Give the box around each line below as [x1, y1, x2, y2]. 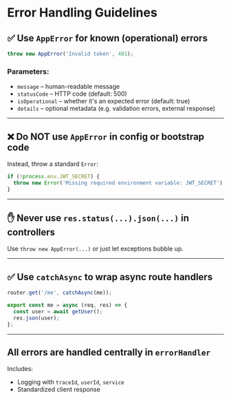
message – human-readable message [16, 83, 120, 91]
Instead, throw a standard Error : [7, 160, 98, 168]
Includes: [7, 365, 33, 373]
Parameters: [7, 67, 49, 76]
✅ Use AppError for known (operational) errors [7, 32, 208, 44]
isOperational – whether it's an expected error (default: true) [16, 97, 190, 105]
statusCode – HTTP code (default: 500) [16, 90, 127, 98]
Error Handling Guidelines [7, 5, 158, 21]
